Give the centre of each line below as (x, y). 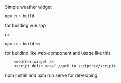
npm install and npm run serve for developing (51, 75)
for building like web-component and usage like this (58, 53)
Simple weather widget (29, 7)
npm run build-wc (23, 44)
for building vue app (26, 25)
